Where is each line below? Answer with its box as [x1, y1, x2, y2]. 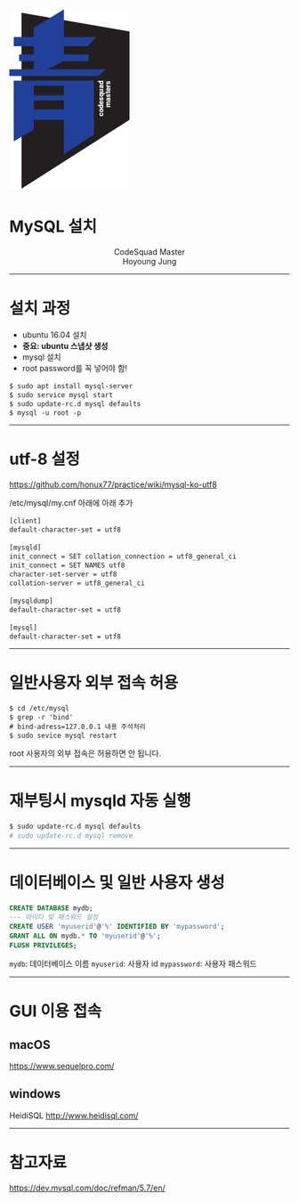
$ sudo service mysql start [9, 391, 114, 400]
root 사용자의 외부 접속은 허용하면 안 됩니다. [9, 748, 162, 759]
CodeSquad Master [114, 247, 185, 257]
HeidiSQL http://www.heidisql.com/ [9, 1109, 139, 1121]
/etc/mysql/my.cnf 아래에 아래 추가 [9, 498, 133, 508]
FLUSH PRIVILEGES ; [9, 941, 77, 950]
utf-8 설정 [9, 450, 80, 469]
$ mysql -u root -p [9, 409, 82, 418]
